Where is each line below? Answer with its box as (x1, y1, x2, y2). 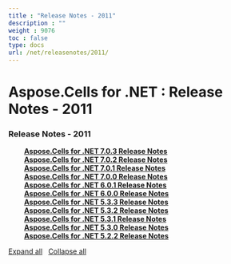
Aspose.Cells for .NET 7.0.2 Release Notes (23, 155, 168, 164)
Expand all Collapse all (8, 246, 86, 256)
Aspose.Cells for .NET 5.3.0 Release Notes (23, 223, 169, 232)
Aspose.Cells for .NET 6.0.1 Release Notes (23, 180, 167, 190)
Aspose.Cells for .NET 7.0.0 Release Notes (23, 172, 168, 182)
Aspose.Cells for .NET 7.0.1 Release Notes (23, 164, 166, 173)
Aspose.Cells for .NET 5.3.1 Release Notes (23, 215, 167, 224)
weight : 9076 (8, 26, 56, 34)
